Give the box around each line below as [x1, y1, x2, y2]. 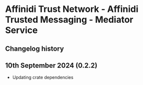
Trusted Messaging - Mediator [5, 14, 134, 25]
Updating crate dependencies [12, 75, 73, 81]
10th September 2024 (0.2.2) [5, 61, 98, 70]
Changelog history [5, 44, 64, 53]
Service [5, 25, 38, 36]
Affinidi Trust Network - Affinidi [5, 3, 139, 15]
